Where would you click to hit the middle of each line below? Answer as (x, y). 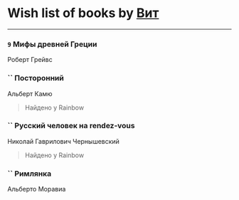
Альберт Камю (30, 93)
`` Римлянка (30, 174)
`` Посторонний (36, 78)
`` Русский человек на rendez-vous (71, 126)
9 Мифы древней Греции (52, 44)
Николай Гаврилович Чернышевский (63, 141)
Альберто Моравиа (37, 189)
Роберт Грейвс (30, 60)
